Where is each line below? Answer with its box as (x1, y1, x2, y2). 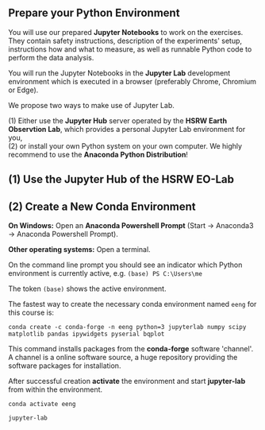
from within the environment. (8, 385, 103, 394)
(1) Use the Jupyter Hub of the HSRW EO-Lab (8, 172, 235, 186)
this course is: (8, 308, 54, 317)
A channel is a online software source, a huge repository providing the (8, 353, 238, 362)
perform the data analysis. (8, 52, 94, 62)
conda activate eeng (8, 401, 77, 409)
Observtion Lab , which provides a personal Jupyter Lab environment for (8, 124, 246, 134)
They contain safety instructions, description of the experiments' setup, (8, 36, 243, 45)
